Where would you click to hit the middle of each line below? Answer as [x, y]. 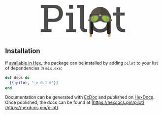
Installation [23, 51]
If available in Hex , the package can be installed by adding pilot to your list [82, 63]
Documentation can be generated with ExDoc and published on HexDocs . [80, 97]
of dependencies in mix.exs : [34, 68]
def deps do [17, 78]
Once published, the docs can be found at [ [49, 102]
